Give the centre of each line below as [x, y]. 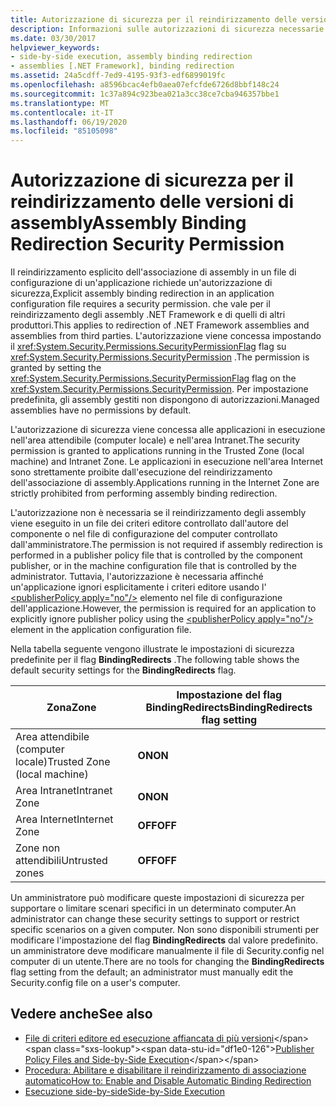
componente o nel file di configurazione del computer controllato [144, 534]
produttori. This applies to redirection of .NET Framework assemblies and [160, 325]
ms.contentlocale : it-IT [62, 112]
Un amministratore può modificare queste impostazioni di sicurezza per [157, 898]
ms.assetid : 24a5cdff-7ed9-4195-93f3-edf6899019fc [118, 76]
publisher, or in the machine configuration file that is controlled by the [153, 566]
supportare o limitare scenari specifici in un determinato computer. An [153, 908]
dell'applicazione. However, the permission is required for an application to [163, 608]
